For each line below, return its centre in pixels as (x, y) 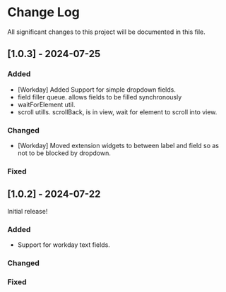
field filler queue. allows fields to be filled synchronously (100, 97)
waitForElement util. (46, 104)
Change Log (43, 12)
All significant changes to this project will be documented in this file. (107, 32)
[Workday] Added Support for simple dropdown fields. (97, 90)
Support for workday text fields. (64, 245)
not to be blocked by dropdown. (64, 153)
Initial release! (28, 211)
